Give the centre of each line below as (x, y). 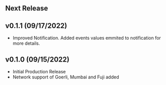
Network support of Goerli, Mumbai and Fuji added (66, 77)
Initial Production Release (39, 72)
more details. (26, 43)
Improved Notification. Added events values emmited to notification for (87, 38)
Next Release (27, 8)
